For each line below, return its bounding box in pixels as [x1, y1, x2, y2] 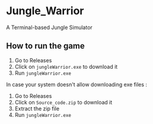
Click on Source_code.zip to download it [14, 98, 113, 106]
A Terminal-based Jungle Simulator [6, 24, 93, 31]
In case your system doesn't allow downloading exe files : [6, 81, 147, 88]
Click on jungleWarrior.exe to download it [14, 63, 118, 70]
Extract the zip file [14, 105, 60, 112]
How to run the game [6, 41, 85, 51]
